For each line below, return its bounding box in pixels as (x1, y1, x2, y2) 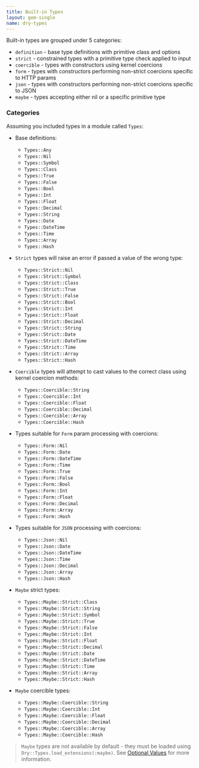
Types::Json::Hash (24, 575, 71, 581)
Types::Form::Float (24, 494, 74, 500)
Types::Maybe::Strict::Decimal (24, 644, 103, 650)
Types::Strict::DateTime (24, 337, 87, 344)
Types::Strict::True (24, 286, 76, 293)
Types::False (24, 179, 57, 185)
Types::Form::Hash (24, 513, 71, 520)
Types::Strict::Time (24, 344, 76, 350)
